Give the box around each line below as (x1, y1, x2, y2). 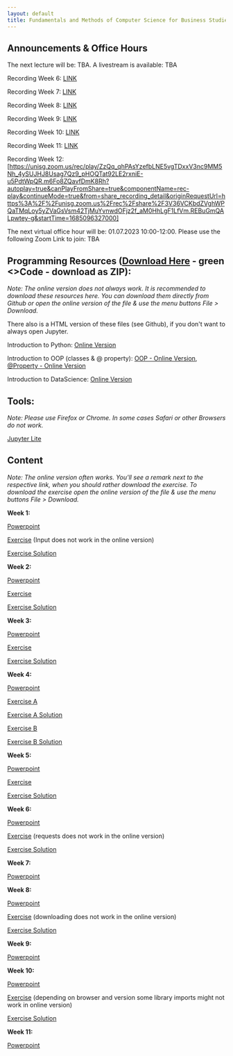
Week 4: (7, 670, 33, 678)
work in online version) (7, 1000, 73, 1009)
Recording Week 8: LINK (7, 101, 78, 110)
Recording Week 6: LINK (7, 74, 78, 83)
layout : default (7, 10, 54, 17)
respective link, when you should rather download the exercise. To (7, 480, 198, 488)
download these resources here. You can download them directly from (7, 292, 209, 300)
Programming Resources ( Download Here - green (7, 255, 225, 267)
